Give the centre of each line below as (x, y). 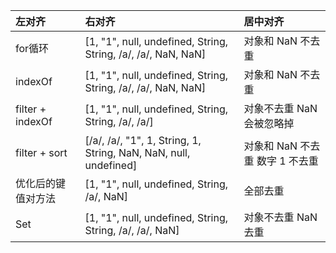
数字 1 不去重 (287, 161)
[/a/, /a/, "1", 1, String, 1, (143, 140)
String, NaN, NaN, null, (137, 152)
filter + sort (41, 152)
